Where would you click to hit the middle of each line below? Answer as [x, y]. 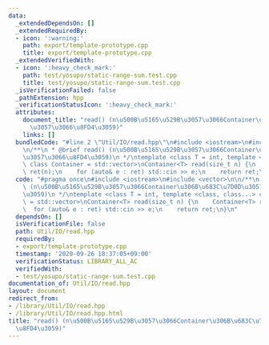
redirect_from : [34, 299]
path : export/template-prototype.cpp [86, 46]
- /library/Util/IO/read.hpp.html [66, 313]
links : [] [39, 134]
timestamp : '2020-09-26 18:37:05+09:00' [84, 254]
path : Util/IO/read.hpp [55, 232]
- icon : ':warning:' [50, 38]
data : [17, 16]
